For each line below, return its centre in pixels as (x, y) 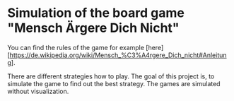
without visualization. (38, 91)
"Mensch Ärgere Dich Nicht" (93, 28)
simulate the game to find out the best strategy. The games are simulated (114, 83)
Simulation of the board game (96, 13)
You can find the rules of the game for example (76, 47)
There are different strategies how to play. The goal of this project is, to (111, 76)
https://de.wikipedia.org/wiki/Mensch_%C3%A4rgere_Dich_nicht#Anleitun (118, 55)
